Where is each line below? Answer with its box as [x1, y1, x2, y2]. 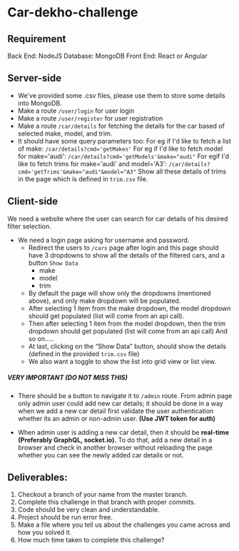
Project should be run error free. [17, 513, 113, 522]
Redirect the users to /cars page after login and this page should [28, 243, 219, 252]
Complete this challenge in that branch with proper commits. [17, 497, 196, 507]
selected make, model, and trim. [17, 129, 113, 138]
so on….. [28, 334, 55, 343]
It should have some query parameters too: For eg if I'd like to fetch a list [17, 136, 232, 145]
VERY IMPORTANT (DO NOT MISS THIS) [7, 373, 128, 382]
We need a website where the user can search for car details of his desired [7, 214, 228, 223]
